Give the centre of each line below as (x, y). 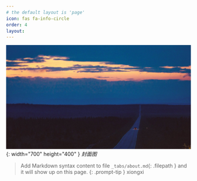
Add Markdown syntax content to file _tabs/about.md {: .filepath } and (104, 165)
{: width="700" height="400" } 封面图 (52, 154)
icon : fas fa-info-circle (38, 18)
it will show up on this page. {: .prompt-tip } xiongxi (82, 172)
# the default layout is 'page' (45, 12)
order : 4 (17, 25)
